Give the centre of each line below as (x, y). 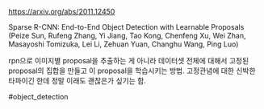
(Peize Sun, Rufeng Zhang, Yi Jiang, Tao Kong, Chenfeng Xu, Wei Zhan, (127, 36)
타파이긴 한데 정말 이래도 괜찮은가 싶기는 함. (78, 81)
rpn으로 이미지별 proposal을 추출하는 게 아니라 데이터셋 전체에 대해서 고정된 (129, 61)
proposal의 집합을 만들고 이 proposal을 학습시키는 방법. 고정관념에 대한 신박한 (132, 71)
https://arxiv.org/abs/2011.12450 (62, 12)
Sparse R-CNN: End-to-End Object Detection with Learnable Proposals (126, 27)
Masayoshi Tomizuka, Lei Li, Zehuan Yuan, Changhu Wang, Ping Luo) (124, 44)
